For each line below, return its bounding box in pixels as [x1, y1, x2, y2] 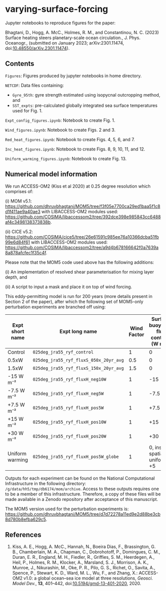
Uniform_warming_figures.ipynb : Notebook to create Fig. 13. [5, 155, 127, 161]
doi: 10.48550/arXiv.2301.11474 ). [5, 45, 70, 51]
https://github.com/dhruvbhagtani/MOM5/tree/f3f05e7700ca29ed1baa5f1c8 [5, 203, 161, 209]
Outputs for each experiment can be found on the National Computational [5, 475, 155, 481]
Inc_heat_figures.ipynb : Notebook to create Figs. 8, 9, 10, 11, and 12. [5, 146, 146, 152]
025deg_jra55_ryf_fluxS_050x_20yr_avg [33, 357, 124, 363]
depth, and [5, 274, 27, 280]
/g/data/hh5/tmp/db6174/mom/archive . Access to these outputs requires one [5, 486, 159, 492]
